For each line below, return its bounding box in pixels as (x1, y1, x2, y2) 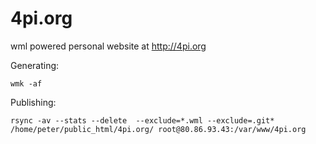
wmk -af (10, 78, 43, 89)
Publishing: (10, 96, 57, 108)
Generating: (10, 59, 60, 71)
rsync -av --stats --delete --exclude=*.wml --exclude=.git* (10, 115, 275, 126)
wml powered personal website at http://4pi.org (10, 40, 207, 52)
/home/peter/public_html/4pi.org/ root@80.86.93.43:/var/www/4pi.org (10, 124, 307, 134)
